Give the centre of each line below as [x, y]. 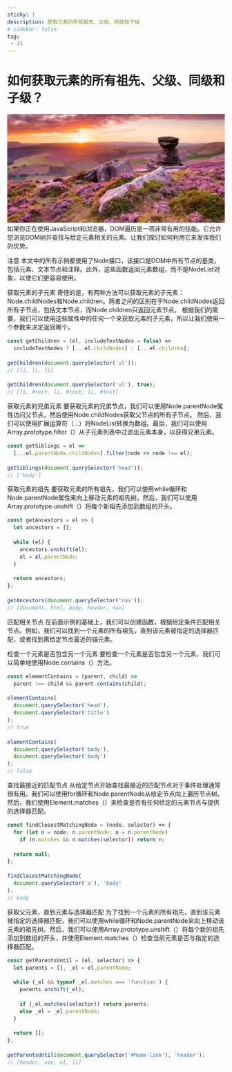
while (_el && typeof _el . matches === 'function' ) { [91, 982]
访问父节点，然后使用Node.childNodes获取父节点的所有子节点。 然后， [114, 415]
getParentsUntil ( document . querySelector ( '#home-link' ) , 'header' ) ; [106, 1055]
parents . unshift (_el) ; [52, 990]
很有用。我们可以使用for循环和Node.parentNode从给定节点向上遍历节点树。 [115, 794]
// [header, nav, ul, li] [44, 1062]
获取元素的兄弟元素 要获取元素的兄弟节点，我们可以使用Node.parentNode [112, 406]
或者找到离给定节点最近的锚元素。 [67, 639]
